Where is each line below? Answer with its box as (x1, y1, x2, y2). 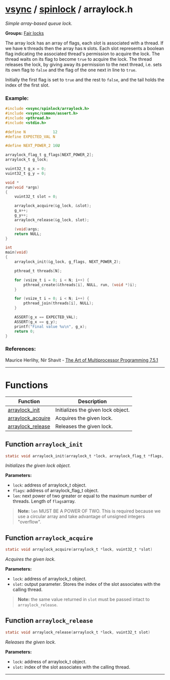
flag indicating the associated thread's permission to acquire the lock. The (5, 51, 160, 57)
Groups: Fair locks (5, 30, 44, 36)
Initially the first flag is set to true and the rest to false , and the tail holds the (5, 76, 164, 83)
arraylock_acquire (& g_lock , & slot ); (14, 204, 92, 209)
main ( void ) (5, 250, 28, 255)
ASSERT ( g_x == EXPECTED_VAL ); (14, 315, 78, 320)
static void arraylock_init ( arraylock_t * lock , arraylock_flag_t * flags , (5, 453, 164, 459)
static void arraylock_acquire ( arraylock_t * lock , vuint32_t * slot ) (5, 547, 153, 552)
